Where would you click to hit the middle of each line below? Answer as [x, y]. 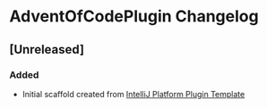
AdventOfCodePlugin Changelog [134, 17]
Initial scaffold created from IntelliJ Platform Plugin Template [133, 94]
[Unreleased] [47, 50]
